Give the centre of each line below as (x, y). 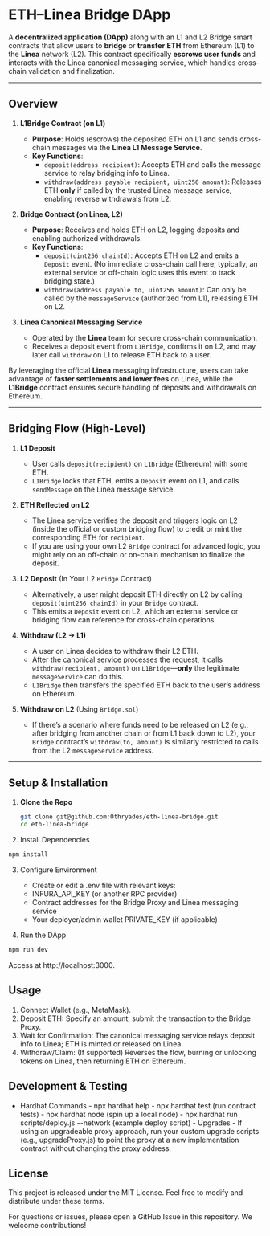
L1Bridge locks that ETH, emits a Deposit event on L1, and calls (135, 480)
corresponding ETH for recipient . (88, 537)
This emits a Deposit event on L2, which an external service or (135, 611)
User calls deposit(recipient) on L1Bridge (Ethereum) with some (140, 463)
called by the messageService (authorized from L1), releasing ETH (151, 298)
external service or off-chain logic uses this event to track (139, 272)
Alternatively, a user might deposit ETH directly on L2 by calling (137, 594)
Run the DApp (43, 935)
